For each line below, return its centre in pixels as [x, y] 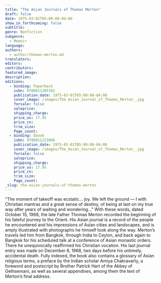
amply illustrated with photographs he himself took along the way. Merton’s [80, 230]
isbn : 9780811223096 [34, 140]
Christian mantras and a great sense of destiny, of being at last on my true [79, 204]
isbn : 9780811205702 [34, 91]
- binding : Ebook [27, 136]
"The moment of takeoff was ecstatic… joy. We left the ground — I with [76, 199]
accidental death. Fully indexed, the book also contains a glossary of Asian [80, 255]
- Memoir [18, 41]
